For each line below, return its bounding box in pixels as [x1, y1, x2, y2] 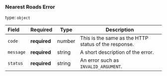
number [57, 38, 76, 45]
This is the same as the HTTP [80, 35, 149, 41]
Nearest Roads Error [5, 3, 56, 10]
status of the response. [80, 41, 134, 48]
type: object [5, 15, 31, 21]
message [7, 49, 26, 55]
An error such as [80, 57, 119, 64]
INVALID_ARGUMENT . [80, 63, 123, 70]
